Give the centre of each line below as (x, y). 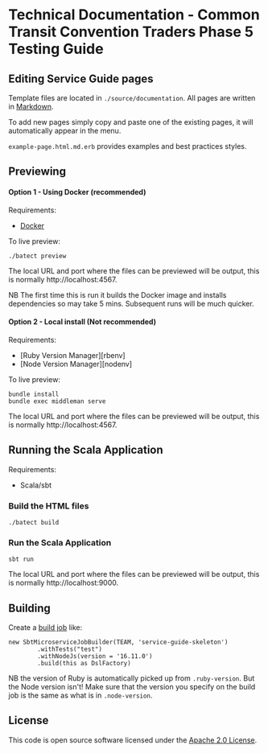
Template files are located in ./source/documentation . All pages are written (132, 98)
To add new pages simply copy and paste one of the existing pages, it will (131, 122)
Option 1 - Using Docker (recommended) (77, 191)
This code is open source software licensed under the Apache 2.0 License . (133, 740)
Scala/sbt (36, 485)
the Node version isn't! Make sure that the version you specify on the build (132, 687)
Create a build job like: (45, 627)
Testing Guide (56, 49)
